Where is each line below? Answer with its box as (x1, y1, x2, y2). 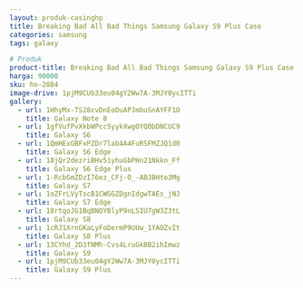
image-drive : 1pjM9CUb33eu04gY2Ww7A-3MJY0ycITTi (9, 88, 197, 98)
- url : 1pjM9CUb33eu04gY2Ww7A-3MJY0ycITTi (17, 257, 181, 266)
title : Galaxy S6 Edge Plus (25, 164, 132, 173)
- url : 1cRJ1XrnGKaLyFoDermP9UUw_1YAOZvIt (17, 223, 181, 232)
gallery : (9, 97, 43, 106)
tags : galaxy (9, 38, 59, 48)
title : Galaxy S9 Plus (25, 265, 112, 274)
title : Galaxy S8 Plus (25, 232, 112, 241)
